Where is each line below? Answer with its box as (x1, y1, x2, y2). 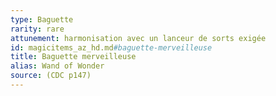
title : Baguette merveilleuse (10, 52, 137, 62)
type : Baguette (10, 14, 74, 25)
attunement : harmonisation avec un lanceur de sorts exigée (10, 33, 267, 43)
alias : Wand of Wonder (10, 61, 105, 71)
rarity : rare (10, 24, 65, 34)
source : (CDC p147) (10, 71, 92, 81)
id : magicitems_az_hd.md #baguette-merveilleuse (10, 42, 213, 53)
